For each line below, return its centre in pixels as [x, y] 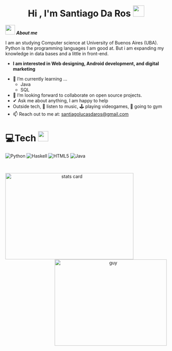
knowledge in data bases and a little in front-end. [57, 53]
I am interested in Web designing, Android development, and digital [86, 63]
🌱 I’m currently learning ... [40, 79]
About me [27, 33]
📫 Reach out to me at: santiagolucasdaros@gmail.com [71, 114]
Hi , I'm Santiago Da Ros [79, 14]
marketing [24, 69]
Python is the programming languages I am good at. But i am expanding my [85, 48]
